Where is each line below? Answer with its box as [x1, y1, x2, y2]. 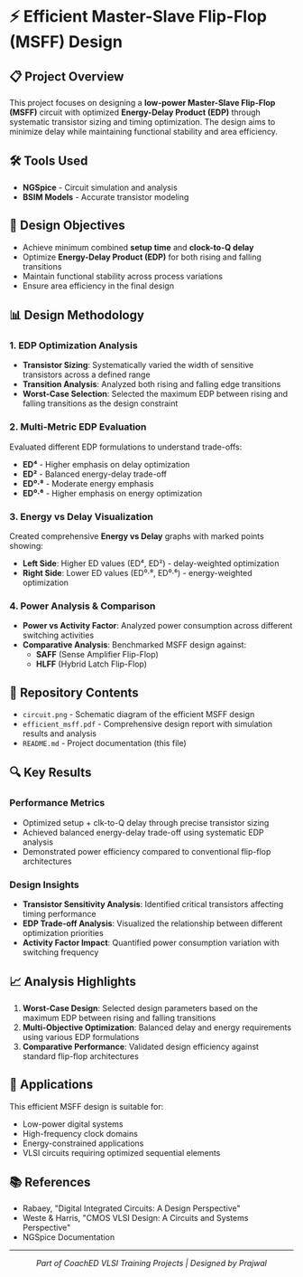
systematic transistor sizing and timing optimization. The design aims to [9, 117, 276, 127]
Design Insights [9, 878, 79, 891]
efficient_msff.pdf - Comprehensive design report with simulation [22, 719, 273, 730]
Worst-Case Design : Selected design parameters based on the [22, 1002, 259, 1013]
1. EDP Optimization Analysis [9, 339, 138, 352]
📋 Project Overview [9, 69, 124, 84]
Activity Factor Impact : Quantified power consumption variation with [22, 937, 280, 948]
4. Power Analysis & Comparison [9, 600, 156, 612]
